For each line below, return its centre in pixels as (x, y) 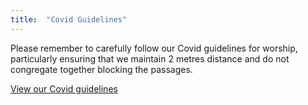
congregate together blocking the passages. (101, 69)
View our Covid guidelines (64, 88)
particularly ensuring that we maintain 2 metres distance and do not (150, 58)
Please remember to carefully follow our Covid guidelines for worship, (154, 48)
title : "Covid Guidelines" (69, 19)
